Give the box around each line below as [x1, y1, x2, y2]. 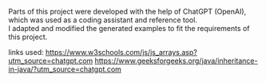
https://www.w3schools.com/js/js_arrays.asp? [45, 48, 197, 57]
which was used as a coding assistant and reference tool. [8, 15, 198, 25]
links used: [8, 48, 44, 57]
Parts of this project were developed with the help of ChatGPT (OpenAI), [8, 7, 247, 16]
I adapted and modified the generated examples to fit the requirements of [8, 24, 250, 33]
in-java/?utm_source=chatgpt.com [8, 64, 122, 74]
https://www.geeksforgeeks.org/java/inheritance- [94, 56, 258, 65]
